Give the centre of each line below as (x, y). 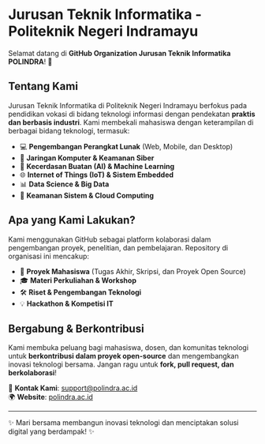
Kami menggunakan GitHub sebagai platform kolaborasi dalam (110, 239)
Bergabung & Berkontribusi (76, 328)
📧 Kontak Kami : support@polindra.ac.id (73, 388)
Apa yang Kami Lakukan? (72, 220)
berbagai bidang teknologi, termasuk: (69, 130)
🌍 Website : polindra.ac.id (50, 397)
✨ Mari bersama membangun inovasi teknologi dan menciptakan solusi (123, 423)
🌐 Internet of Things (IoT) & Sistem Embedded (97, 175)
